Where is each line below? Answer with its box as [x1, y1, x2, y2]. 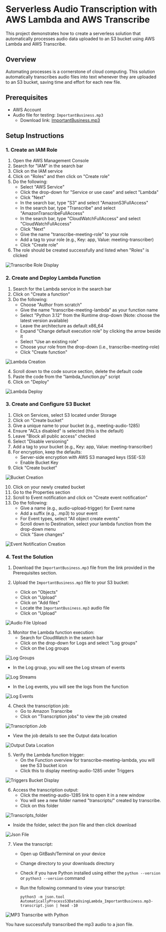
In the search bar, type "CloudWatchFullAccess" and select [20, 216, 141, 222]
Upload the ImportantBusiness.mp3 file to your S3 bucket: [12, 579, 129, 586]
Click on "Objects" [20, 589, 58, 595]
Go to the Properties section [12, 489, 71, 495]
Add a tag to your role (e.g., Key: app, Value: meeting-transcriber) [20, 237, 154, 243]
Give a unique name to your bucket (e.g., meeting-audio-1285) [12, 423, 140, 429]
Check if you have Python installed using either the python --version [20, 870, 161, 876]
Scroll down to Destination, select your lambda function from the [20, 521, 152, 527]
